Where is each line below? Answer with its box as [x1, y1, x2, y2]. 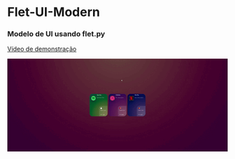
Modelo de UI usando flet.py [7, 29, 106, 39]
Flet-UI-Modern [7, 4, 100, 20]
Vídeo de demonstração [7, 45, 77, 53]
